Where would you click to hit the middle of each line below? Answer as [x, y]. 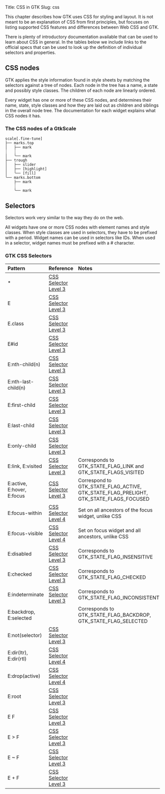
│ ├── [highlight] [26, 169]
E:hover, [17, 490]
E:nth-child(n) [24, 364]
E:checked [20, 574]
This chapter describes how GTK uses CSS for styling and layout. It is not [79, 17]
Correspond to [95, 480]
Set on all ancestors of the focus [115, 510]
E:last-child [21, 426]
